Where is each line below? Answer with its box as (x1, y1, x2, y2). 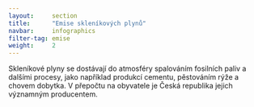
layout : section (8, 11, 78, 20)
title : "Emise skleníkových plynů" (8, 19, 147, 27)
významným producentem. (8, 89, 99, 99)
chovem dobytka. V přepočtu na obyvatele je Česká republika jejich (8, 81, 233, 91)
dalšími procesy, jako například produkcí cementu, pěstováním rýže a (8, 72, 239, 82)
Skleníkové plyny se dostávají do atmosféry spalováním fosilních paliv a (8, 64, 247, 73)
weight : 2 (8, 42, 57, 50)
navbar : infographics (8, 27, 95, 35)
